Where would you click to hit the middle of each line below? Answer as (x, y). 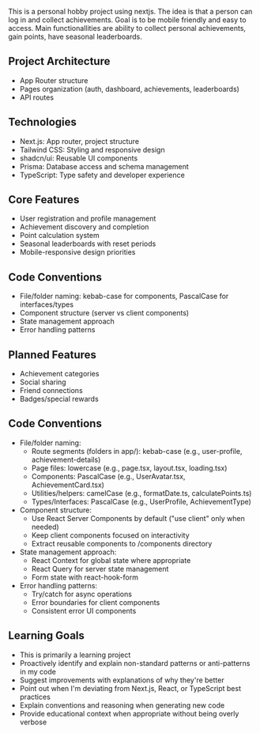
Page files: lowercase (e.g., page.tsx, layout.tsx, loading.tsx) (129, 468)
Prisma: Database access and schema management (104, 166)
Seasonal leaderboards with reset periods (88, 244)
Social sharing (43, 382)
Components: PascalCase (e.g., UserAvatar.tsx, (108, 476)
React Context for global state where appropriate (111, 560)
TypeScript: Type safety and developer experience (102, 175)
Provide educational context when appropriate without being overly (129, 713)
